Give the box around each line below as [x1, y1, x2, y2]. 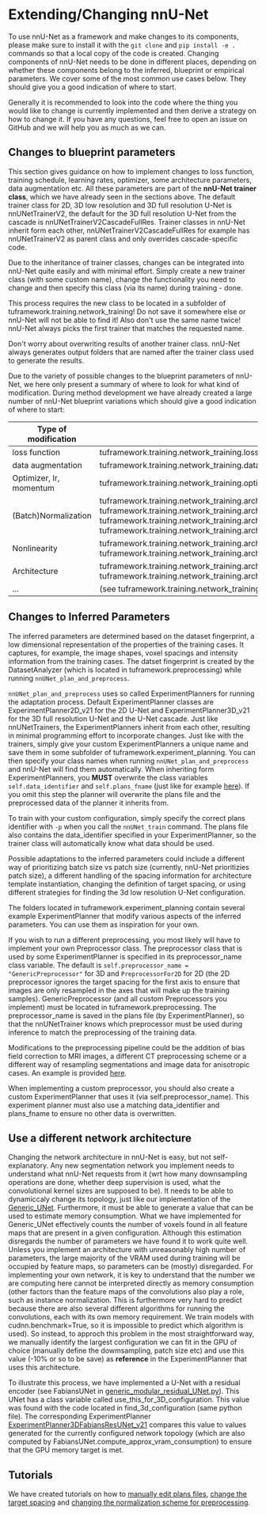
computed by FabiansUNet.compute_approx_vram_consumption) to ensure [8, 1437, 252, 1446]
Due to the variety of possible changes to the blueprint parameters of [8, 370, 234, 381]
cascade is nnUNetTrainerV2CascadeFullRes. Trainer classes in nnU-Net [8, 217, 245, 226]
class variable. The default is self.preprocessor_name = [8, 960, 189, 970]
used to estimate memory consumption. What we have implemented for [8, 1211, 241, 1221]
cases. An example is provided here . [8, 1068, 127, 1077]
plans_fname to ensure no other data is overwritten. [8, 1108, 177, 1118]
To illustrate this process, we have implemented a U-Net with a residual [8, 1378, 241, 1388]
